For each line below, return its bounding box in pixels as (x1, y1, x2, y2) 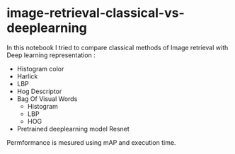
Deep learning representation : (6, 51, 96, 59)
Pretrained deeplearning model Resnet (16, 124, 130, 133)
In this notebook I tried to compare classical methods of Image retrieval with (6, 43, 229, 52)
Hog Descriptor (16, 87, 62, 95)
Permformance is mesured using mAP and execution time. (6, 138, 176, 146)
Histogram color (16, 64, 64, 73)
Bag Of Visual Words (16, 94, 78, 103)
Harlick (16, 72, 38, 81)
